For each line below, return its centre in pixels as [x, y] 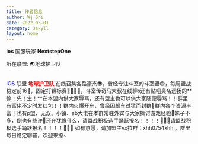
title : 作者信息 [24, 12]
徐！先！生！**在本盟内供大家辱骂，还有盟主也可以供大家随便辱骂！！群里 [97, 98]
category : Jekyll [28, 28]
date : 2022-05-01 [28, 23]
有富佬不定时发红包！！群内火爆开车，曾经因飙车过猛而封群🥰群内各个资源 [96, 106]
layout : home [22, 34]
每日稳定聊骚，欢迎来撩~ [36, 135]
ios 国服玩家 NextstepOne [39, 52]
